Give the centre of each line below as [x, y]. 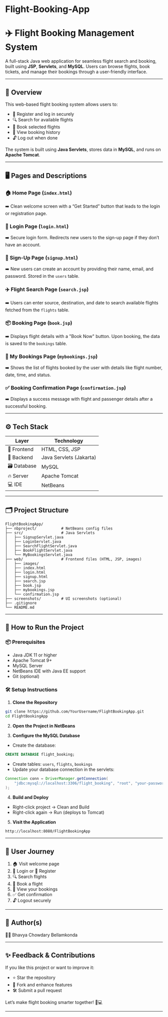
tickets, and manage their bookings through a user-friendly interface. [76, 72]
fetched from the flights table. [37, 310]
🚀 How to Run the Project [44, 628]
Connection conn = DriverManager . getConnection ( [57, 778]
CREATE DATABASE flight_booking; [40, 754]
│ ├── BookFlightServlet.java [39, 551]
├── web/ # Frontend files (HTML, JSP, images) [73, 559]
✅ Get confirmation [32, 895]
